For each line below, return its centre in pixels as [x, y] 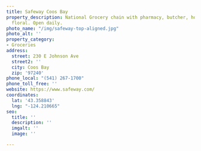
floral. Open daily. [37, 23]
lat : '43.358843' [33, 100]
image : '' [24, 134]
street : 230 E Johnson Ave [45, 56]
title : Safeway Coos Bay [37, 12]
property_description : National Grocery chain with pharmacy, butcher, [97, 17]
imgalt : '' [25, 128]
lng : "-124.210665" [36, 106]
